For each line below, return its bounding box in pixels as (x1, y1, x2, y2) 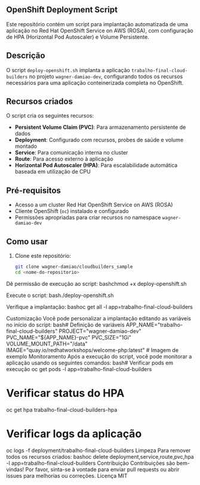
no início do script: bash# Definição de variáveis (6, 321, 125, 328)
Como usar (6, 236, 48, 246)
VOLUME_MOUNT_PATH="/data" (6, 340, 88, 347)
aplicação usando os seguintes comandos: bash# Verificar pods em (6, 359, 174, 366)
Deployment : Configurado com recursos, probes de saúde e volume (14, 137, 184, 144)
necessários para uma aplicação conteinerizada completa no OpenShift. (6, 79, 184, 86)
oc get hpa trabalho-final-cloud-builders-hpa (6, 406, 118, 413)
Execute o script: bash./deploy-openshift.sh (6, 292, 114, 299)
